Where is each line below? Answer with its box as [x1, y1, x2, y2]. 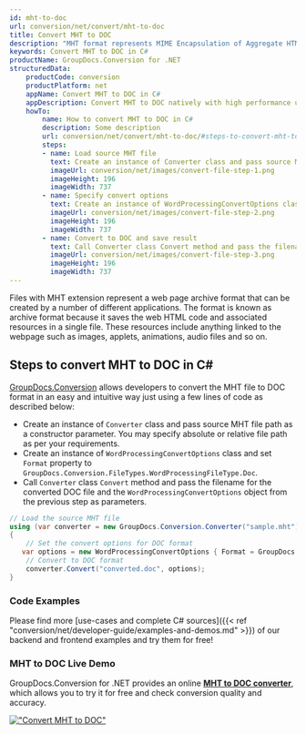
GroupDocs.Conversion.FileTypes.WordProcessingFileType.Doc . [22, 466, 258, 478]
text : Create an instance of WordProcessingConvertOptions [49, 199, 280, 209]
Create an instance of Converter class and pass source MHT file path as [22, 418, 293, 429]
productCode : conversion [25, 73, 120, 82]
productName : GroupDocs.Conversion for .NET [9, 56, 181, 65]
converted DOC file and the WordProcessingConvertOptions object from [22, 486, 288, 497]
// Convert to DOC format [25, 556, 125, 566]
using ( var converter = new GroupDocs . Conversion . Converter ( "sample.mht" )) [9, 522, 303, 531]
